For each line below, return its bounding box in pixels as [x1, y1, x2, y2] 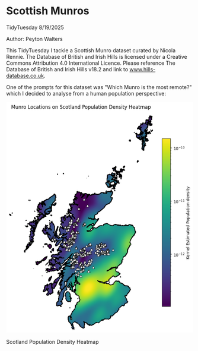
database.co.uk [6, 72, 44, 79]
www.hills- [129, 65, 156, 72]
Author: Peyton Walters [6, 35, 63, 42]
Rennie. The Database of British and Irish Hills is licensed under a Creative [6, 53, 188, 60]
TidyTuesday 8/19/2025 [6, 24, 64, 31]
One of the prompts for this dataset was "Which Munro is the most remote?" [6, 83, 192, 90]
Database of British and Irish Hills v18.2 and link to [6, 65, 129, 72]
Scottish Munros [6, 4, 90, 18]
